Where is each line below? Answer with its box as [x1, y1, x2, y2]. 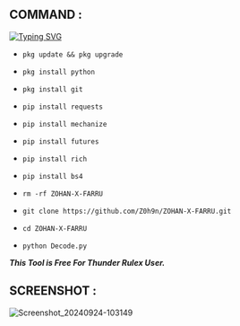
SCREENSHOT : [9, 283, 97, 299]
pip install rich [21, 154, 88, 163]
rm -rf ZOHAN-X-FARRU [21, 189, 103, 198]
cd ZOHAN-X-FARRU [21, 224, 88, 233]
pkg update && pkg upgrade [21, 49, 124, 59]
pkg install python [21, 67, 96, 76]
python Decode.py [21, 242, 88, 251]
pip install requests [21, 102, 103, 111]
